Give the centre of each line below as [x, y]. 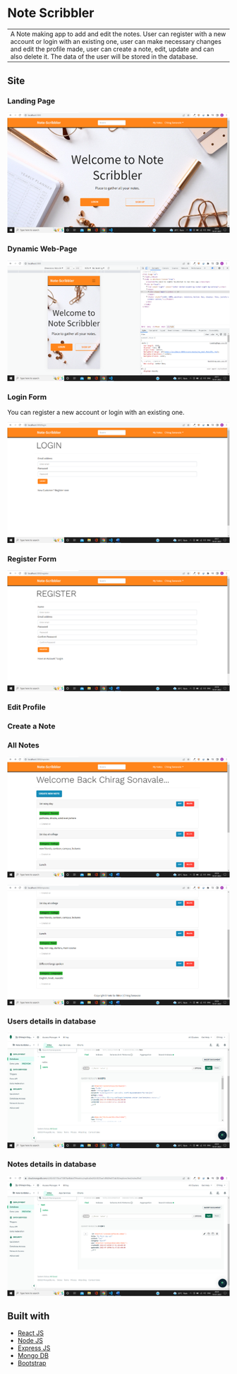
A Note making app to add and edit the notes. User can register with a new [118, 34]
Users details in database [52, 1021]
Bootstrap [32, 1363]
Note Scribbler [51, 13]
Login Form [27, 396]
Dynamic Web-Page [42, 249]
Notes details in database [52, 1164]
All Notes [24, 745]
